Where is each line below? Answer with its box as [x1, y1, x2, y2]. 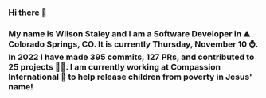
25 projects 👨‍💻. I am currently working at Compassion [8, 61, 221, 72]
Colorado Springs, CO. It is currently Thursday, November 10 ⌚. [8, 39, 259, 50]
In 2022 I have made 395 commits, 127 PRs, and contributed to [8, 51, 255, 62]
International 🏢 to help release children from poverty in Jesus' [8, 71, 252, 82]
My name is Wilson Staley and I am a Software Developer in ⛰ [8, 28, 251, 39]
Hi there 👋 [8, 7, 48, 18]
